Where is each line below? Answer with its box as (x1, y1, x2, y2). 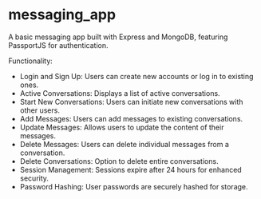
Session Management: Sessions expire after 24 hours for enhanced (19, 165, 242, 174)
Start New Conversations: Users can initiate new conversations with (19, 97, 243, 106)
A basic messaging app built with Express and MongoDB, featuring (8, 32, 228, 42)
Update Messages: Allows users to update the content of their (19, 122, 224, 132)
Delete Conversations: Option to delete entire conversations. (19, 156, 219, 165)
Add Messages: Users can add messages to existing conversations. (19, 113, 243, 123)
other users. (19, 105, 60, 115)
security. (19, 173, 49, 183)
